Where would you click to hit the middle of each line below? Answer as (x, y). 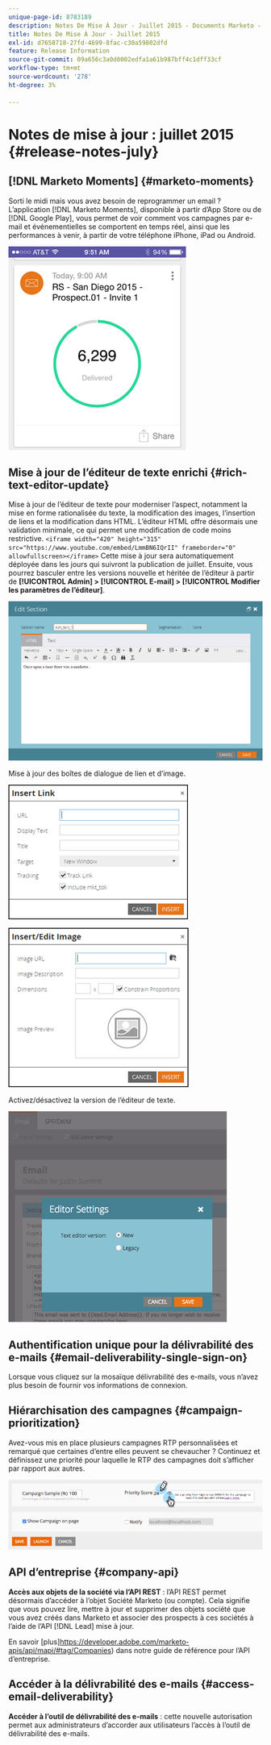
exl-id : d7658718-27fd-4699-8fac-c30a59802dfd (88, 43)
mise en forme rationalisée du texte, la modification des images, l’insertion (132, 513)
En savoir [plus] (34, 1642)
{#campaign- (209, 1411)
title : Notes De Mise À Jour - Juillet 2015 (84, 34)
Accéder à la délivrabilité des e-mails (104, 1684)
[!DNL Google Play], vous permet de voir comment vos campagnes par (126, 218)
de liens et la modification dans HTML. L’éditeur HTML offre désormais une (133, 522)
